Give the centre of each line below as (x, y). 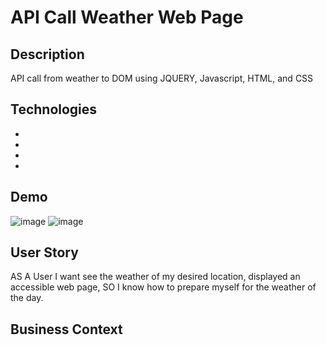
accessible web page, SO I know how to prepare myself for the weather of (163, 287)
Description (47, 54)
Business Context (66, 329)
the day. (27, 298)
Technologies (54, 109)
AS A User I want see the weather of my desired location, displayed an (155, 277)
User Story (44, 252)
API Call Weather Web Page (127, 17)
